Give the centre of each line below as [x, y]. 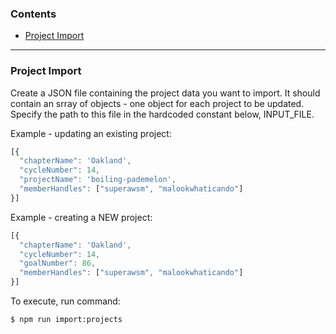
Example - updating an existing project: [91, 133]
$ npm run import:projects [66, 320]
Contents [33, 14]
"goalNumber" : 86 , [58, 263]
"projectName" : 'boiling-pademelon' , [98, 180]
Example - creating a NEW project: [81, 217]
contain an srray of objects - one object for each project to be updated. [157, 103]
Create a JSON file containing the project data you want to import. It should [165, 93]
